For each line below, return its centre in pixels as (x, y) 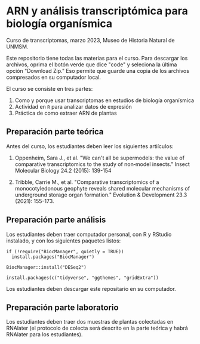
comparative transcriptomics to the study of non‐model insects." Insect (102, 164)
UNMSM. (17, 47)
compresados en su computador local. (54, 77)
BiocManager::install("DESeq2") (46, 267)
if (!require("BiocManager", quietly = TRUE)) (65, 251)
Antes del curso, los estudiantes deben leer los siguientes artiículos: (90, 146)
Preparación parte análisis (56, 220)
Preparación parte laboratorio (62, 307)
